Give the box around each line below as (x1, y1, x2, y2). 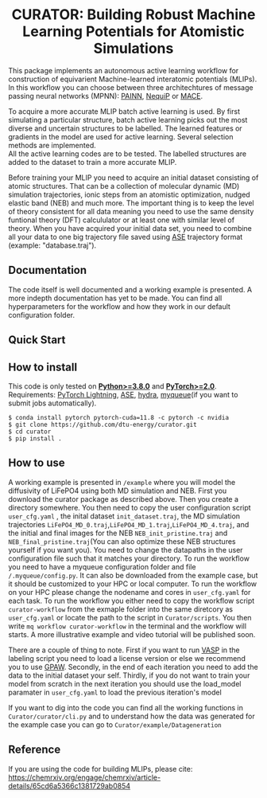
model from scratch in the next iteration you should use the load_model (8, 679, 242, 688)
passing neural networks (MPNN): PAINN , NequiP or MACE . (8, 91, 203, 100)
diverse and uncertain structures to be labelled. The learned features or (8, 123, 242, 133)
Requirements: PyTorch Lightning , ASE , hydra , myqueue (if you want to (8, 389, 238, 399)
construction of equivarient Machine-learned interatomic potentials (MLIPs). (8, 74, 257, 84)
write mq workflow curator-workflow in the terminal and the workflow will (8, 621, 247, 631)
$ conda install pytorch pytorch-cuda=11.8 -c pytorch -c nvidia (8, 413, 229, 421)
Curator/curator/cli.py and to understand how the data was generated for (8, 711, 256, 721)
